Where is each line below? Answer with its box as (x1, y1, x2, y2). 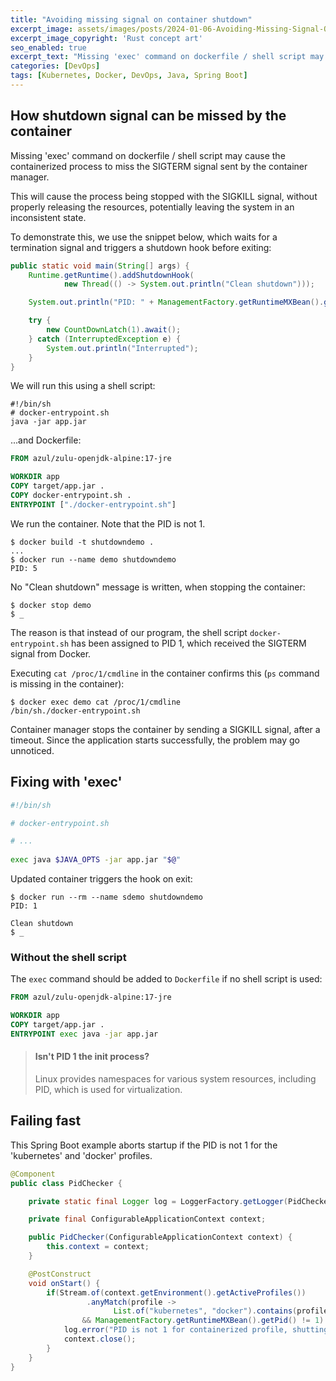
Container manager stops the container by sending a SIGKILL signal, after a (10, 723, 321, 735)
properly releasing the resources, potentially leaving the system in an (10, 201, 295, 213)
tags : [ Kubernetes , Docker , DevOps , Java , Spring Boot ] (10, 71, 248, 81)
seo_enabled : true (10, 42, 87, 53)
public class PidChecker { (10, 1178, 123, 1188)
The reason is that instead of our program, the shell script (10, 626, 248, 638)
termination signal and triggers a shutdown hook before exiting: (10, 241, 272, 253)
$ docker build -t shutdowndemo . (10, 537, 155, 547)
